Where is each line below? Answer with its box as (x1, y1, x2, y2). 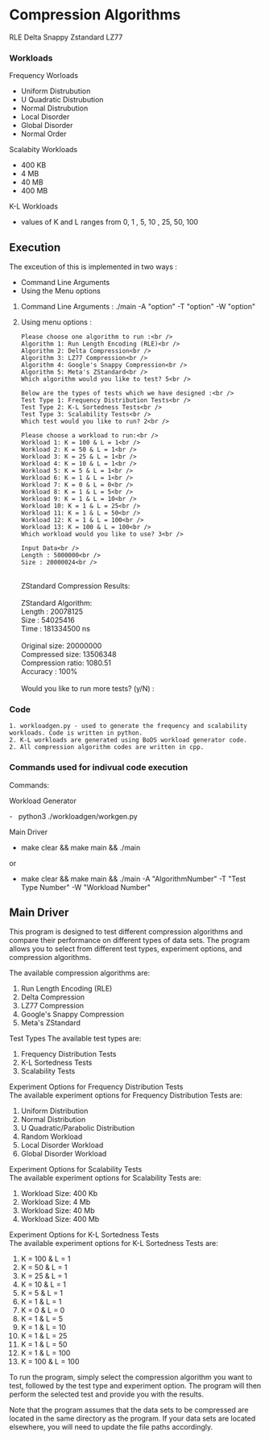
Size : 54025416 (20, 615, 75, 625)
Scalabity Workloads (9, 145, 78, 155)
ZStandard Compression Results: (20, 581, 130, 591)
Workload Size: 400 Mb (20, 1214, 100, 1224)
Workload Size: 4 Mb (20, 1198, 91, 1207)
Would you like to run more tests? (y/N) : (20, 684, 155, 693)
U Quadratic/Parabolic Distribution (20, 1123, 135, 1133)
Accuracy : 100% (20, 667, 78, 677)
